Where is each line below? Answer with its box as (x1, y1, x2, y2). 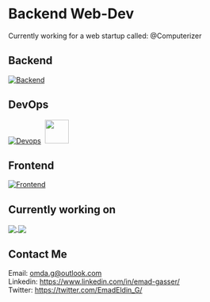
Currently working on (8, 203, 116, 216)
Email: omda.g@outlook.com (8, 269, 102, 278)
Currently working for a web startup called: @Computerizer (8, 31, 202, 40)
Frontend (8, 159, 55, 172)
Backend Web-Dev (8, 5, 135, 23)
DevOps (8, 98, 49, 112)
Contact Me (8, 247, 67, 261)
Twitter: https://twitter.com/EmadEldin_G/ (8, 285, 143, 295)
